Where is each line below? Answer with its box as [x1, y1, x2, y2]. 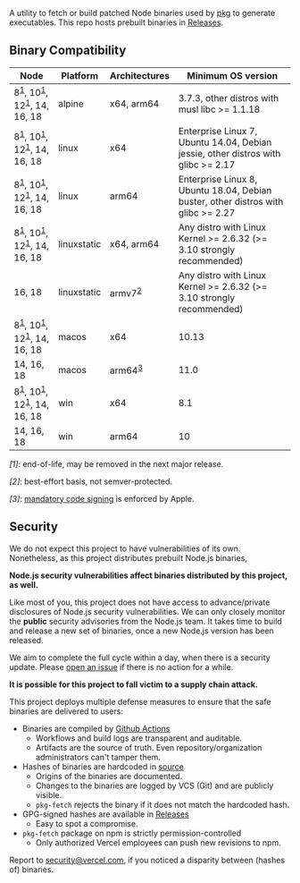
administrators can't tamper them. [35, 751, 161, 762]
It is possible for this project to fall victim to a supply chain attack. [9, 679, 259, 690]
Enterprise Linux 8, [178, 174, 258, 186]
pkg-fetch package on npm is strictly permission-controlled [21, 828, 242, 838]
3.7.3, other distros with [178, 92, 279, 105]
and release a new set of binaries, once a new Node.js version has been [9, 625, 274, 636]
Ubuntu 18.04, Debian [178, 184, 272, 197]
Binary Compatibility [9, 43, 127, 58]
